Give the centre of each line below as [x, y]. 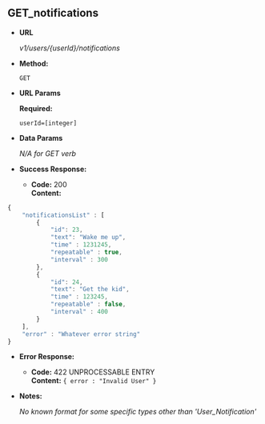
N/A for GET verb [48, 153]
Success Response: [53, 169]
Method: [34, 63]
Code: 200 [49, 184]
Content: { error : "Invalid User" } [94, 381]
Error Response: [47, 357]
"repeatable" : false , [88, 304]
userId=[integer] [48, 123]
